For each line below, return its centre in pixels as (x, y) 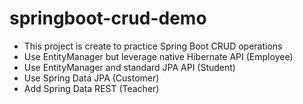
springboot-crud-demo (108, 18)
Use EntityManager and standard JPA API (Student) (129, 67)
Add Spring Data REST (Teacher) (91, 88)
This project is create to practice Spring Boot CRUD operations (153, 46)
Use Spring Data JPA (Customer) (91, 78)
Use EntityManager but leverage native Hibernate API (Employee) (158, 56)
